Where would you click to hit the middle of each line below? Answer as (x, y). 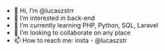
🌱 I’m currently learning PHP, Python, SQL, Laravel (86, 25)
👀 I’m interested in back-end (54, 18)
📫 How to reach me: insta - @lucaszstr (70, 40)
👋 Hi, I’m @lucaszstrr (44, 11)
